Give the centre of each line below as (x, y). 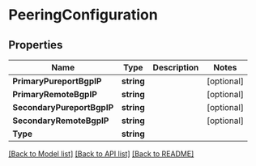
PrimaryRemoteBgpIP (55, 94)
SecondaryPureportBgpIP (63, 107)
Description (176, 68)
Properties (36, 45)
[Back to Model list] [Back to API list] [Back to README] (101, 154)
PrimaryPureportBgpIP (57, 81)
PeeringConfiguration (83, 15)
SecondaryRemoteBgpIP (61, 121)
